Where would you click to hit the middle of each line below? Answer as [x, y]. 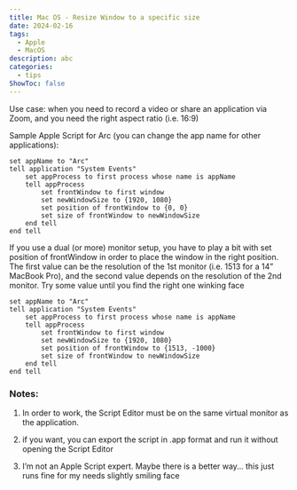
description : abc [41, 59]
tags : [19, 34]
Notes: [24, 393]
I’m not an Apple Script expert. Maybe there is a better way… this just [148, 466]
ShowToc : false [37, 83]
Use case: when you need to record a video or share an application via [138, 108]
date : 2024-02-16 [41, 26]
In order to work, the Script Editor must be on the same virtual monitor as [155, 413]
